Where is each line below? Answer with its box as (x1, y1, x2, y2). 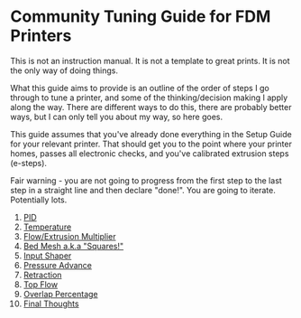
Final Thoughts (23, 298, 79, 309)
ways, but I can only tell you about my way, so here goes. (10, 111, 223, 122)
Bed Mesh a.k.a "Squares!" (23, 240, 124, 251)
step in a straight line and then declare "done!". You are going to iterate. (10, 184, 276, 195)
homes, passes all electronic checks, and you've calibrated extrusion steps (10, 147, 289, 159)
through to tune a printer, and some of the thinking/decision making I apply (10, 92, 288, 103)
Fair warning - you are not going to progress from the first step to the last (10, 174, 282, 186)
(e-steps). (10, 157, 48, 168)
